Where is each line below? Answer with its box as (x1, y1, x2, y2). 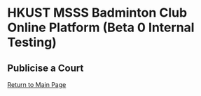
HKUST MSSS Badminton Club (7, 5, 188, 21)
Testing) (7, 35, 57, 50)
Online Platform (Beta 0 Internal (7, 19, 195, 35)
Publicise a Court (7, 62, 84, 74)
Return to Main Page (7, 81, 67, 88)
